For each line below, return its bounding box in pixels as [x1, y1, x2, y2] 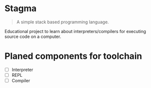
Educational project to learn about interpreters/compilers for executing [4, 28, 147, 34]
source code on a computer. [4, 34, 61, 39]
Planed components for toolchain [4, 51, 142, 62]
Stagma [4, 3, 37, 14]
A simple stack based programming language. [16, 19, 109, 25]
